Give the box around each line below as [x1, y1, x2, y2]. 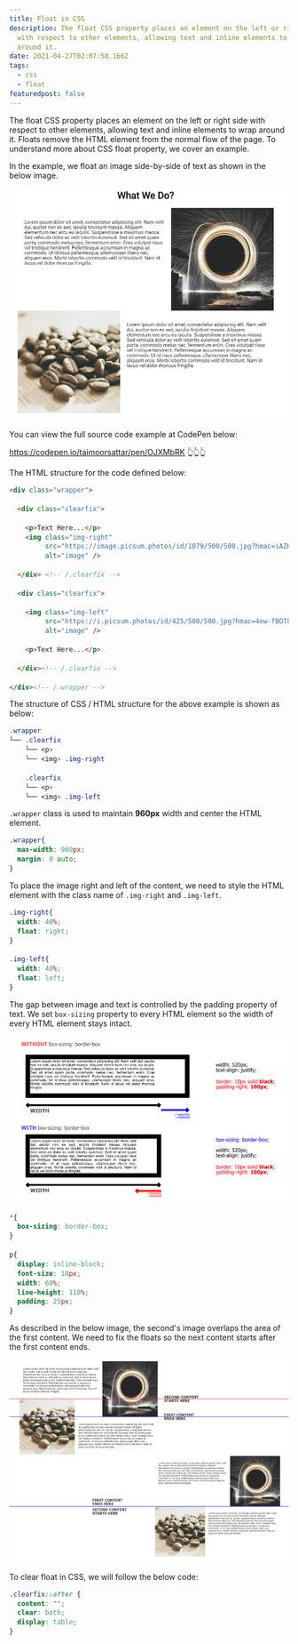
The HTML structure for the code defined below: [9, 468, 187, 478]
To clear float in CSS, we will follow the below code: [9, 1571, 199, 1582]
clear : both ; [17, 1608, 66, 1617]
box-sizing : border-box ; [17, 1223, 109, 1231]
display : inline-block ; [17, 1259, 105, 1269]
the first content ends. [9, 1342, 90, 1352]
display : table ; [17, 1618, 77, 1627]
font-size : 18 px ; [17, 1269, 82, 1278]
